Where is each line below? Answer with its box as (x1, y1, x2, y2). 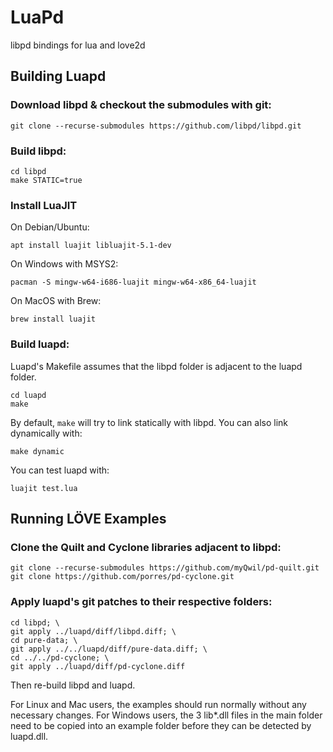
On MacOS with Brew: (10, 295, 102, 307)
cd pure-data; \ (10, 635, 78, 645)
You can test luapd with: (10, 464, 110, 476)
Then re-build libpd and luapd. (10, 679, 136, 691)
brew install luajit (10, 314, 97, 325)
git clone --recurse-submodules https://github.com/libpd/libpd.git (10, 121, 302, 131)
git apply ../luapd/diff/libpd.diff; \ (10, 626, 177, 636)
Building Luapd (10, 68, 107, 85)
